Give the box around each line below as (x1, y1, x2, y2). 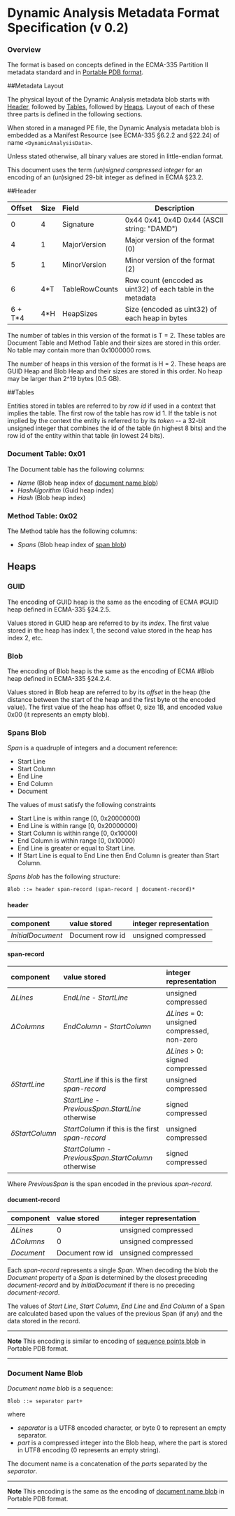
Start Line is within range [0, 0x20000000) (17, 814, 141, 822)
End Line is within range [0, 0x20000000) (17, 822, 138, 830)
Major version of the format (124, 235, 215, 245)
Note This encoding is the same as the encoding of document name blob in (7, 1487, 225, 1496)
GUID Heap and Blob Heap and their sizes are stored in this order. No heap (7, 367, 222, 375)
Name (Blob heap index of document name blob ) (17, 478, 159, 487)
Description (155, 203, 194, 213)
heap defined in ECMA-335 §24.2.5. (7, 605, 111, 614)
